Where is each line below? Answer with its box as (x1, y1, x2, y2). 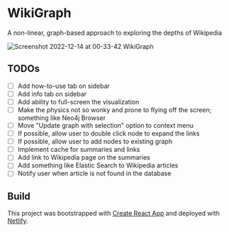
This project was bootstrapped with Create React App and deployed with (7, 209, 220, 218)
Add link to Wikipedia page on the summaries (17, 153, 150, 162)
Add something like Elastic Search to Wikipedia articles (17, 161, 179, 170)
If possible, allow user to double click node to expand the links (17, 129, 200, 138)
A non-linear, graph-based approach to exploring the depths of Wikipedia (7, 28, 222, 37)
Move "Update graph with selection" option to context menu (17, 121, 194, 129)
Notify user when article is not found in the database (17, 169, 172, 178)
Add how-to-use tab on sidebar (17, 82, 110, 90)
